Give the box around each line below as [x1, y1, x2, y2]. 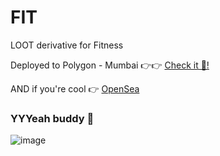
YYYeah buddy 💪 [10, 111, 95, 125]
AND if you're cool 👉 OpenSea [10, 82, 140, 95]
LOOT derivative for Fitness [10, 39, 124, 51]
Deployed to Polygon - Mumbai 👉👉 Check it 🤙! [10, 59, 210, 71]
